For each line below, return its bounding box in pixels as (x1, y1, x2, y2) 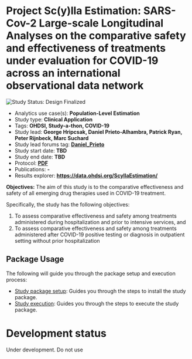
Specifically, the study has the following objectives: (6, 201, 130, 208)
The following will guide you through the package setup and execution (6, 270, 176, 277)
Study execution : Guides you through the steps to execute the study (14, 300, 179, 307)
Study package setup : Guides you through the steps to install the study (14, 287, 186, 294)
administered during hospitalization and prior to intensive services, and (14, 218, 186, 225)
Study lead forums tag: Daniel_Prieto (14, 141, 105, 148)
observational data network (6, 79, 144, 92)
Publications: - (14, 165, 50, 172)
